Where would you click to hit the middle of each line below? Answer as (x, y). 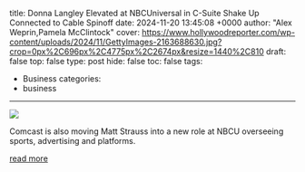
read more (29, 158)
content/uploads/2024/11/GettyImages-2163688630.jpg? (116, 42)
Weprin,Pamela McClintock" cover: (75, 32)
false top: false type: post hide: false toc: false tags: (106, 61)
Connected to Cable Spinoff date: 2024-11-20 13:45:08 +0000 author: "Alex (151, 23)
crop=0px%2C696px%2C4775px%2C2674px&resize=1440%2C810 (137, 52)
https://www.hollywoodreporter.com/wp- (219, 32)
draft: (276, 52)
